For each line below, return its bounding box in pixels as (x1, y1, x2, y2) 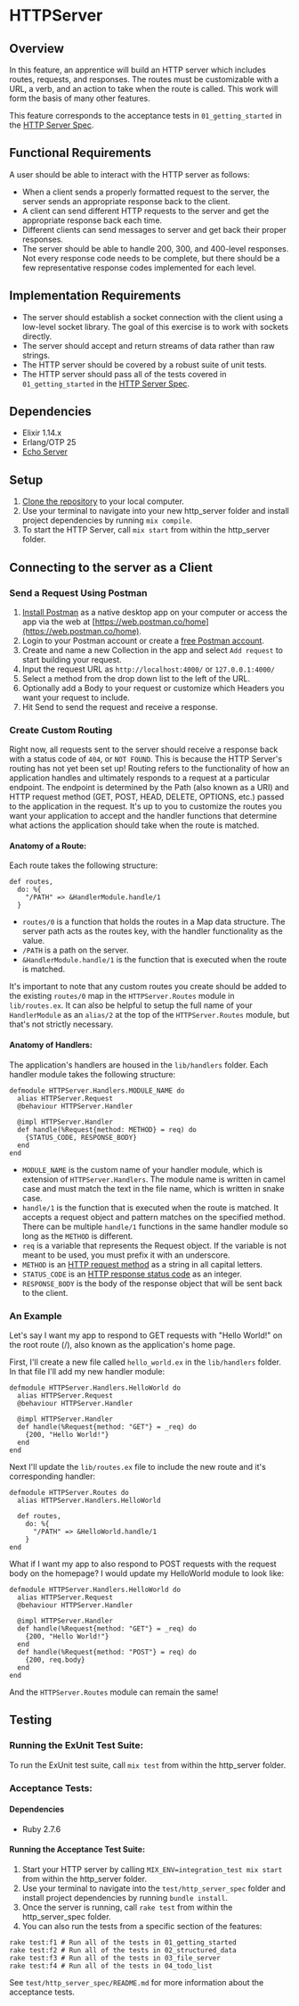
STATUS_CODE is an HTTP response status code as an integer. (21, 1268, 242, 1279)
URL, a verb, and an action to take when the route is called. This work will (9, 84, 279, 94)
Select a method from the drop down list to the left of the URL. (21, 673, 251, 683)
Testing (9, 1713, 53, 1728)
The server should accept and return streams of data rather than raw (21, 340, 275, 351)
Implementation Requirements (9, 288, 182, 303)
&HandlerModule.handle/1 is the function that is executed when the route (21, 954, 287, 965)
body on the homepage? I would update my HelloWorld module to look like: (9, 1567, 285, 1579)
